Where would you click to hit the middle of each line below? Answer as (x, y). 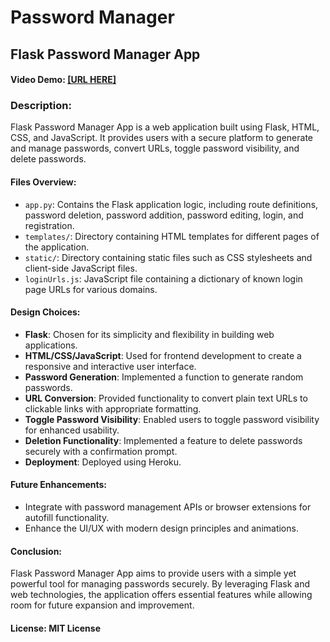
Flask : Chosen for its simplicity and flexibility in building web (149, 334)
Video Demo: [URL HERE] (63, 80)
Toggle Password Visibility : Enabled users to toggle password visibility (172, 419)
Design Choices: (45, 312)
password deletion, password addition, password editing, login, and (164, 215)
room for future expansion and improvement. (102, 605)
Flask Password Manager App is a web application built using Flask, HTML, (165, 127)
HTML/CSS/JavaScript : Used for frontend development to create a (163, 355)
